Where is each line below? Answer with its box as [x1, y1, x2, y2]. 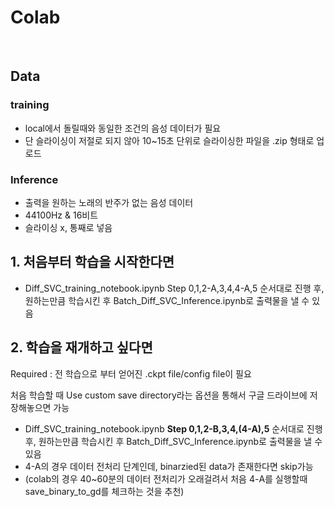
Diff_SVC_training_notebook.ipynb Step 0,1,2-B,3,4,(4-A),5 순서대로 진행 [24, 422, 323, 435]
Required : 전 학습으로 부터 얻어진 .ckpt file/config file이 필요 [10, 367, 252, 380]
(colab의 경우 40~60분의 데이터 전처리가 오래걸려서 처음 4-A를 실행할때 [24, 472, 308, 485]
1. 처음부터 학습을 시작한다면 [10, 254, 175, 271]
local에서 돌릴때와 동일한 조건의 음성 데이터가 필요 [24, 122, 222, 134]
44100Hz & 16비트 [24, 209, 99, 221]
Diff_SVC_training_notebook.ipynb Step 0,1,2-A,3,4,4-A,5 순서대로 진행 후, [24, 282, 325, 294]
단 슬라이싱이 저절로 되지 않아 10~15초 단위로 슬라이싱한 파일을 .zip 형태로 [24, 134, 315, 146]
